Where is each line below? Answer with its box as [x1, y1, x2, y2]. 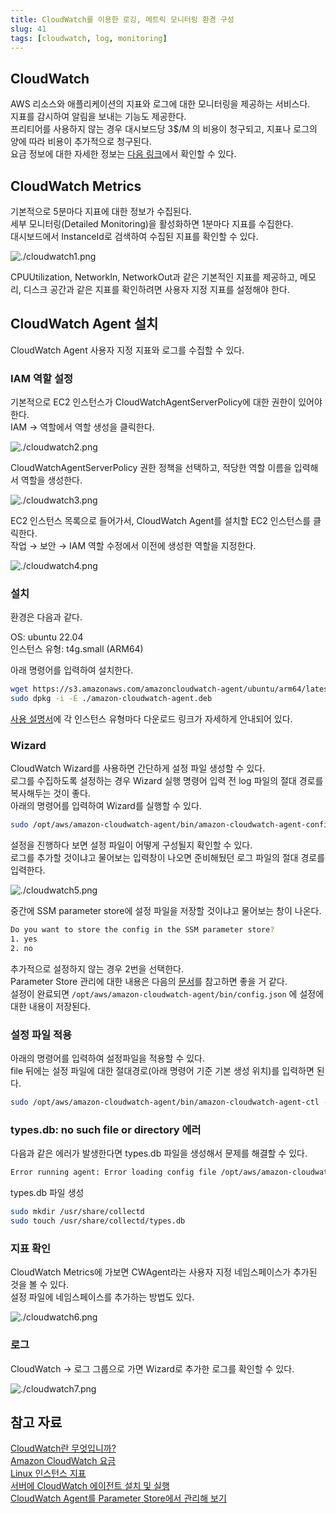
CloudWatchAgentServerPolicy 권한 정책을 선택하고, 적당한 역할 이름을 [10, 462, 292, 474]
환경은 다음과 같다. [10, 611, 83, 623]
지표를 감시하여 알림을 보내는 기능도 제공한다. [10, 111, 187, 123]
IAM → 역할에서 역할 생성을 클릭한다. [10, 421, 155, 433]
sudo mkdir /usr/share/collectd [10, 1207, 145, 1217]
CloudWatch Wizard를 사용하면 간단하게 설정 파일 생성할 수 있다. [10, 762, 266, 775]
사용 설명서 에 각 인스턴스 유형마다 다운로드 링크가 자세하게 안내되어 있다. [10, 713, 293, 725]
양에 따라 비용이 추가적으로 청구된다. [10, 136, 152, 148]
